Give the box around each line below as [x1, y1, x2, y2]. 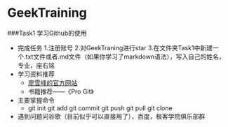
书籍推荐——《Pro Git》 [27, 87, 94, 96]
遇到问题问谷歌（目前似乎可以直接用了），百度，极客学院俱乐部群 [17, 112, 206, 120]
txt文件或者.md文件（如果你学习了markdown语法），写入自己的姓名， [25, 52, 226, 61]
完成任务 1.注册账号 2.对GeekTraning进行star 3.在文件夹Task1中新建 [17, 43, 213, 52]
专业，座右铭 [17, 61, 55, 69]
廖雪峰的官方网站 [27, 78, 78, 87]
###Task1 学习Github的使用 [7, 29, 87, 37]
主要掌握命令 [17, 96, 55, 104]
